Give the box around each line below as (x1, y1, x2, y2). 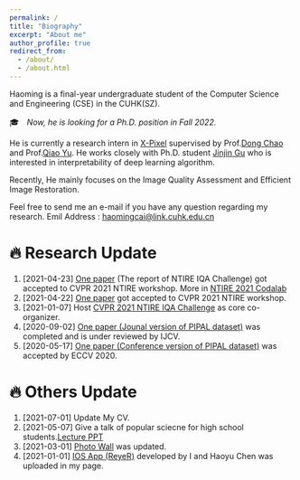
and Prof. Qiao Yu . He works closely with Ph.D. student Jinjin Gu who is (9, 146, 272, 158)
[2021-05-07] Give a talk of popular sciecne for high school (22, 421, 244, 432)
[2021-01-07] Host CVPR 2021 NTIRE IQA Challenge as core (22, 302, 246, 313)
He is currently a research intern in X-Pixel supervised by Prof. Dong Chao (9, 137, 284, 148)
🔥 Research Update (9, 243, 157, 263)
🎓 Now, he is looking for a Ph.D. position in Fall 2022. (9, 117, 217, 127)
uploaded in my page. (22, 460, 104, 471)
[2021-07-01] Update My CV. (22, 412, 130, 423)
